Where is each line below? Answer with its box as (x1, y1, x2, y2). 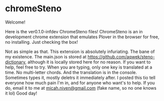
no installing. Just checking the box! (5, 39, 78, 45)
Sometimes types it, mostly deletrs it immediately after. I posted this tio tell (5, 75, 156, 80)
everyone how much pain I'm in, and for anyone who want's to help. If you (5, 79, 155, 86)
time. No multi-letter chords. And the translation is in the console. (5, 69, 137, 75)
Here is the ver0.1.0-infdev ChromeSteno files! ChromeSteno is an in (5, 28, 143, 34)
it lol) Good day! (5, 90, 37, 96)
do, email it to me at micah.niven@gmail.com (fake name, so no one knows (5, 85, 157, 91)
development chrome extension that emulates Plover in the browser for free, (5, 34, 160, 40)
